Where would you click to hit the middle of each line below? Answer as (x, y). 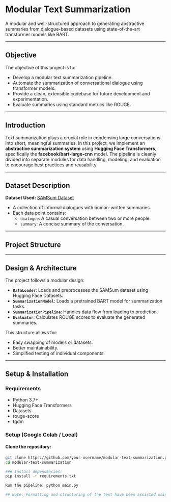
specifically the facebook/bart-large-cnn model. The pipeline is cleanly (81, 154)
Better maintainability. (35, 348)
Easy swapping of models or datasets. (53, 342)
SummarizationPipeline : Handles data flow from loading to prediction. (85, 312)
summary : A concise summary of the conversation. (72, 224)
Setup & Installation (37, 374)
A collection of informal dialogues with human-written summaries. (82, 208)
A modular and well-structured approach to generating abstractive (75, 23)
